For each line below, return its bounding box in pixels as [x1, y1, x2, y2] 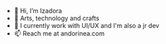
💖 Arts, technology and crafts [13, 14, 100, 22]
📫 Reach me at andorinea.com [13, 29, 105, 38]
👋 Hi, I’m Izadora [13, 7, 62, 15]
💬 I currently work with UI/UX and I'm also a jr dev [13, 22, 160, 29]
